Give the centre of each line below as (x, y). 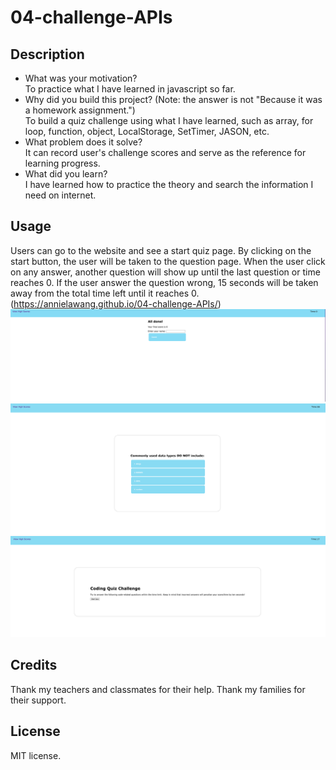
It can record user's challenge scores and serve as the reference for (165, 152)
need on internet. (60, 195)
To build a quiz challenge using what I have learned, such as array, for (169, 120)
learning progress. (62, 163)
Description (47, 54)
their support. (38, 700)
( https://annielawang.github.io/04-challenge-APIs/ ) (116, 303)
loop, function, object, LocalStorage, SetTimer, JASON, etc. (147, 131)
